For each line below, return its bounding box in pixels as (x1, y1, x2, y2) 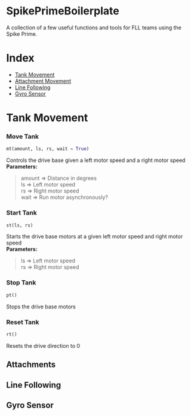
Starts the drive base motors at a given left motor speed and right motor (6, 233, 183, 240)
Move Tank (6, 132, 39, 140)
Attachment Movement (14, 77, 72, 84)
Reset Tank (6, 318, 39, 326)
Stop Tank (6, 279, 36, 287)
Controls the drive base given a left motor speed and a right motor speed (6, 157, 186, 164)
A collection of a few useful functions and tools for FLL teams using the (6, 24, 182, 31)
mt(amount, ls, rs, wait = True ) (6, 146, 90, 152)
